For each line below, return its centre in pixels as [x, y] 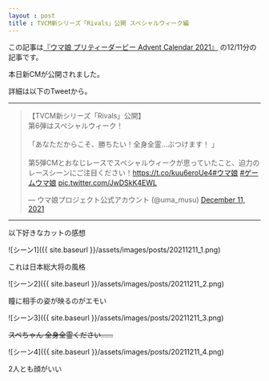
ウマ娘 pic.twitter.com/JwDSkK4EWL [96, 182]
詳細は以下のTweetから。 [50, 91]
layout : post [32, 16]
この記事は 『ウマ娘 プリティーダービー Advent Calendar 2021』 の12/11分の [132, 47]
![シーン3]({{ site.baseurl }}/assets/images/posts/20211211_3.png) [116, 318]
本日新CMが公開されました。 [56, 74]
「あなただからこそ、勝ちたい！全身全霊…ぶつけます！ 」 [123, 144]
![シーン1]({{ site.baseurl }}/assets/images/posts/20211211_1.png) [114, 250]
